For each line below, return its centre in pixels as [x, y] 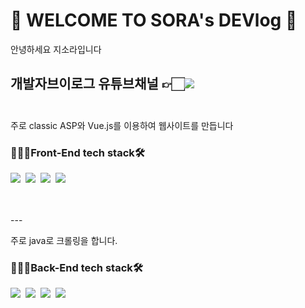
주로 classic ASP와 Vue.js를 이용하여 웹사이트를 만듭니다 [122, 125]
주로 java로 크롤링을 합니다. [64, 241]
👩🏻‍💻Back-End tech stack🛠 [76, 267]
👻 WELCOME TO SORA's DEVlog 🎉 [154, 20]
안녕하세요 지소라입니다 [56, 49]
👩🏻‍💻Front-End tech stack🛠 [77, 152]
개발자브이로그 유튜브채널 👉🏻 [97, 84]
